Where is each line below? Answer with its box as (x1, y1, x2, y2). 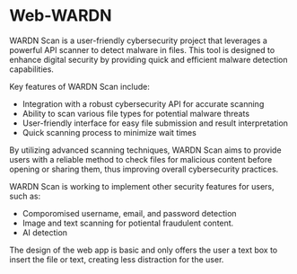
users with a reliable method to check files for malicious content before (9, 154, 273, 164)
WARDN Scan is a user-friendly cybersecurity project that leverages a (9, 35, 267, 46)
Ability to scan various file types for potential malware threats (22, 108, 249, 119)
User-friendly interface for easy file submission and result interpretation (22, 118, 289, 128)
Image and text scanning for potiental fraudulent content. (22, 217, 234, 228)
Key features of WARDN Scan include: (9, 81, 150, 92)
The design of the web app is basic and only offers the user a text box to (9, 244, 278, 255)
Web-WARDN (9, 5, 112, 26)
